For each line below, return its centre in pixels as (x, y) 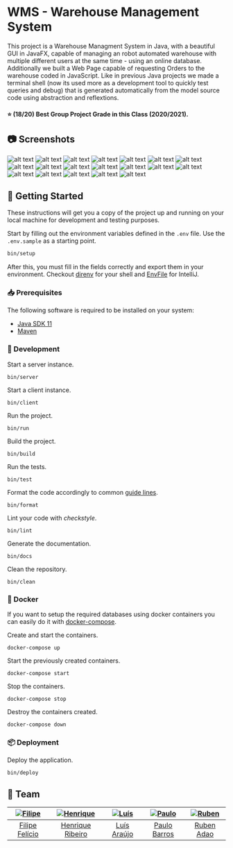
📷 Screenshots (41, 139)
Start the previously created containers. (64, 661)
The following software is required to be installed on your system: (101, 310)
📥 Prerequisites (35, 292)
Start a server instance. (41, 364)
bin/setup (21, 254)
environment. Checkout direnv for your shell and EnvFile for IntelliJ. (103, 274)
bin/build (21, 454)
